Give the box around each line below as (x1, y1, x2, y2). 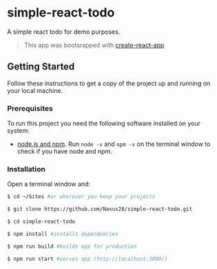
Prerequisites (7, 103, 53, 113)
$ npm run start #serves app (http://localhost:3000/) (7, 255, 168, 262)
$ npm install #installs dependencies (7, 230, 118, 237)
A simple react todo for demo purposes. (7, 28, 121, 36)
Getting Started (7, 61, 75, 73)
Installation (7, 164, 46, 173)
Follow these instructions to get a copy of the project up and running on (7, 79, 211, 87)
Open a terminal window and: (7, 180, 91, 189)
